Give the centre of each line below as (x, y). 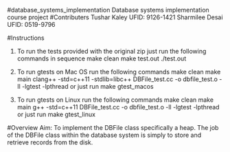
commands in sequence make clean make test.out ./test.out (102, 58)
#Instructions (26, 38)
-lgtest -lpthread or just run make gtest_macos (88, 86)
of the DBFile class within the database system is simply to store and (104, 135)
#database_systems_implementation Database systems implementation (108, 10)
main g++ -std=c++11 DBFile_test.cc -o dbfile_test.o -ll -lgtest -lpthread (118, 107)
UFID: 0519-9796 (32, 24)
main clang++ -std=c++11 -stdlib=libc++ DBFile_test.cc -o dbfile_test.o (117, 79)
